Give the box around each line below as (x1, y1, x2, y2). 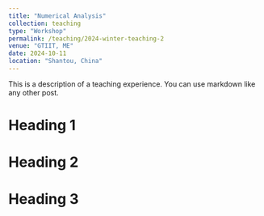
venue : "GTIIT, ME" (8, 42, 74, 50)
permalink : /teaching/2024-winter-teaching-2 (8, 34, 164, 43)
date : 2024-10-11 (8, 49, 67, 57)
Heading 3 (8, 190, 79, 209)
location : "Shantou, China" (8, 57, 103, 66)
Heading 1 (8, 116, 77, 134)
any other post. (8, 87, 59, 97)
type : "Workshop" (8, 27, 67, 35)
